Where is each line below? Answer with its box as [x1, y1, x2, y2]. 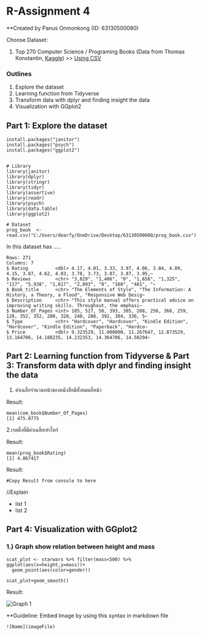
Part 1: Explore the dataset [6, 120, 108, 131]
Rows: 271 [6, 255, 32, 261]
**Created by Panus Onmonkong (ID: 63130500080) [6, 24, 139, 32]
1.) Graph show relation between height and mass [6, 542, 155, 551]
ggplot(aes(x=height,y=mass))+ [6, 561, 86, 568]
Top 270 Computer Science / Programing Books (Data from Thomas [15, 47, 185, 55]
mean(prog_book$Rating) [6, 450, 67, 456]
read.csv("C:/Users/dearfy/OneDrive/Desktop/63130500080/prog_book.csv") [6, 232, 197, 238]
